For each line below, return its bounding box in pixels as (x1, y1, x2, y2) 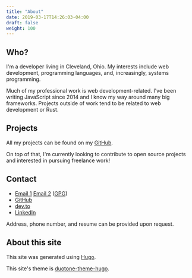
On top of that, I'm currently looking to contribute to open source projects (6, 150, 186, 157)
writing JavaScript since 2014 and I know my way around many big (6, 93, 170, 101)
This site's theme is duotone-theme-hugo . (6, 265, 110, 272)
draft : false (6, 20, 39, 26)
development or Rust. (6, 106, 59, 113)
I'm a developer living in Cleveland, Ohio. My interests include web (6, 63, 169, 70)
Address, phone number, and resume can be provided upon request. (6, 220, 174, 228)
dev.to (14, 203, 31, 210)
